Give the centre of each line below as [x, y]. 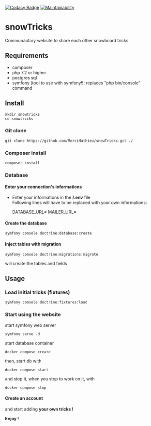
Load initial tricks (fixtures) [38, 292]
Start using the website [33, 315]
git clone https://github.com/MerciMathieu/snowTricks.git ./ [69, 141]
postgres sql [24, 78]
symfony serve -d [23, 334]
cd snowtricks [19, 119]
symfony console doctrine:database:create [48, 233]
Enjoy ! [12, 418]
